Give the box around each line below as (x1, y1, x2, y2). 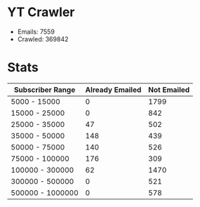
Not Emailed (148, 85, 190, 95)
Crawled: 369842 (17, 34, 69, 43)
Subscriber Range (13, 85, 76, 95)
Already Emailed (85, 85, 142, 95)
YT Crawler (7, 4, 75, 20)
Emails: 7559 (17, 27, 55, 36)
